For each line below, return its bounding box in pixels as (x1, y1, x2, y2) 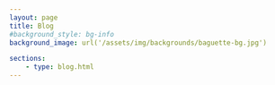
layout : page (9, 13, 58, 22)
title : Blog (9, 21, 54, 30)
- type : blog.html (25, 63, 94, 72)
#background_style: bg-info (9, 30, 115, 38)
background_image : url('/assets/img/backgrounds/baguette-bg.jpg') (9, 38, 268, 47)
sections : (9, 55, 47, 64)
